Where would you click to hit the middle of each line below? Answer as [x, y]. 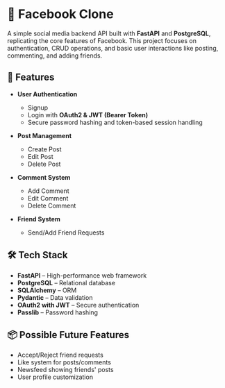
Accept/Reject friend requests [60, 355]
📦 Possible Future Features [68, 335]
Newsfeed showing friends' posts [65, 370]
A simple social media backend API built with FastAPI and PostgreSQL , [109, 33]
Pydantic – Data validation [55, 297]
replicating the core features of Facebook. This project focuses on [102, 40]
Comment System [44, 177]
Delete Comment [52, 205]
